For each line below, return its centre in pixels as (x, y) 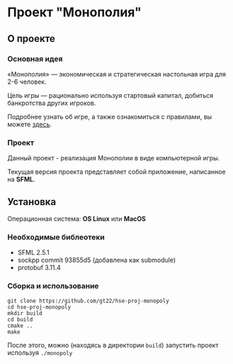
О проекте (31, 39)
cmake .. (20, 326)
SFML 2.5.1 (33, 253)
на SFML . (21, 180)
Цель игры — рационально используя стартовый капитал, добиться (110, 95)
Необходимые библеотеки (56, 237)
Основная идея (35, 59)
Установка (32, 202)
